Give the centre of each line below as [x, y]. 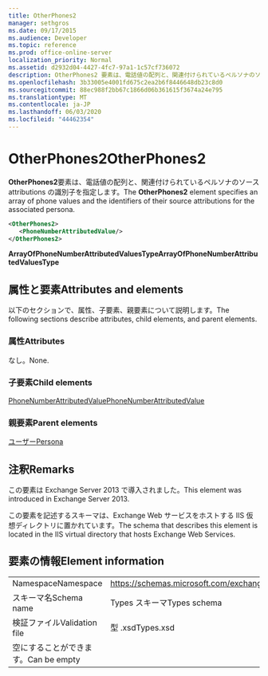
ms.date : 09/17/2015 [43, 30]
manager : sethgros [39, 23]
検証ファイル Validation [55, 623]
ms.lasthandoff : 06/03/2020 [55, 112]
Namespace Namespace [57, 583]
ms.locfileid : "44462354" [51, 120]
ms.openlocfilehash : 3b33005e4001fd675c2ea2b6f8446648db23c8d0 [116, 82]
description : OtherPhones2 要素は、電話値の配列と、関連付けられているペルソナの [132, 75]
